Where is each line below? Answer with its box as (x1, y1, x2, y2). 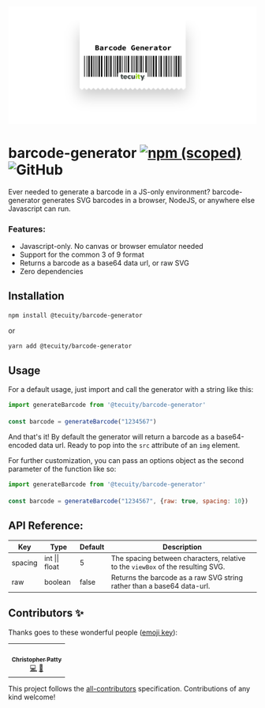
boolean (44, 577, 71, 586)
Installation (8, 289, 65, 303)
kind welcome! (8, 692, 56, 702)
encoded (8, 440, 38, 450)
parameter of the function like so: (8, 464, 117, 473)
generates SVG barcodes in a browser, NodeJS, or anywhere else (42, 195, 255, 205)
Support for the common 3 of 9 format (19, 250, 144, 259)
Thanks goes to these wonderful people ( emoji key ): (8, 627, 178, 637)
